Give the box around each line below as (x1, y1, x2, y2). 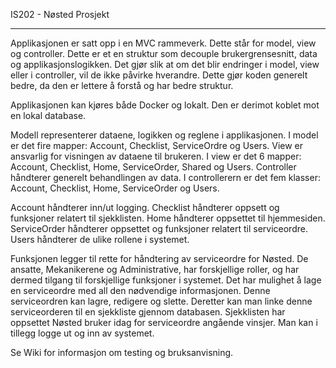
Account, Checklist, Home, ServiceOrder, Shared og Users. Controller (10, 161, 297, 173)
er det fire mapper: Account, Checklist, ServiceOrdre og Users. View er (10, 140, 304, 151)
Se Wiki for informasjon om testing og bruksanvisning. (10, 347, 234, 358)
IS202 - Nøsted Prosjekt (10, 9, 110, 20)
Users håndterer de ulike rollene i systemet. (10, 234, 190, 245)
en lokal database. (10, 110, 87, 121)
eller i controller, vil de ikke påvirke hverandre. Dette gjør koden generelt (10, 69, 308, 81)
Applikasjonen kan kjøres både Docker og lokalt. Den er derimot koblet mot (10, 99, 320, 111)
